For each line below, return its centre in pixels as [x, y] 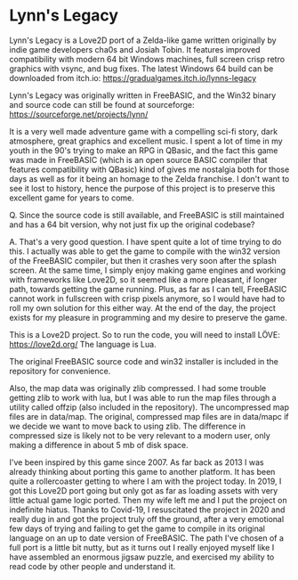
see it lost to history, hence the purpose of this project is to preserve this [142, 188]
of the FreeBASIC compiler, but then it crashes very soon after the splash [143, 260]
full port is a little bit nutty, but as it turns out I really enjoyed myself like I [142, 547]
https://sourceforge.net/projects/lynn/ [79, 114]
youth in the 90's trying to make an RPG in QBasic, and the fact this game [144, 150]
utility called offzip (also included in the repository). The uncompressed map [149, 407]
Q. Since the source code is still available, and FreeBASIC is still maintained [147, 215]
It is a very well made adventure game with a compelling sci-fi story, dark [144, 131]
